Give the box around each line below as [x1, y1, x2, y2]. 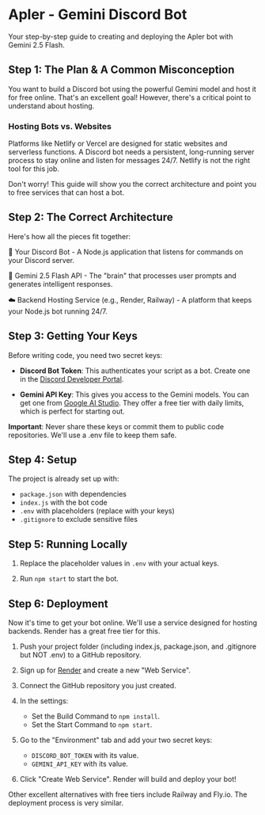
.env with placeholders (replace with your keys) [19, 506, 176, 516]
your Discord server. [8, 255, 75, 265]
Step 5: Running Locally [8, 537, 128, 551]
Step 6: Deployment [8, 596, 108, 611]
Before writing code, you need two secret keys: [8, 350, 163, 360]
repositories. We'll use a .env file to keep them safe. [8, 430, 177, 440]
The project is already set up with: [8, 474, 119, 484]
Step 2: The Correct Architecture [8, 211, 173, 224]
